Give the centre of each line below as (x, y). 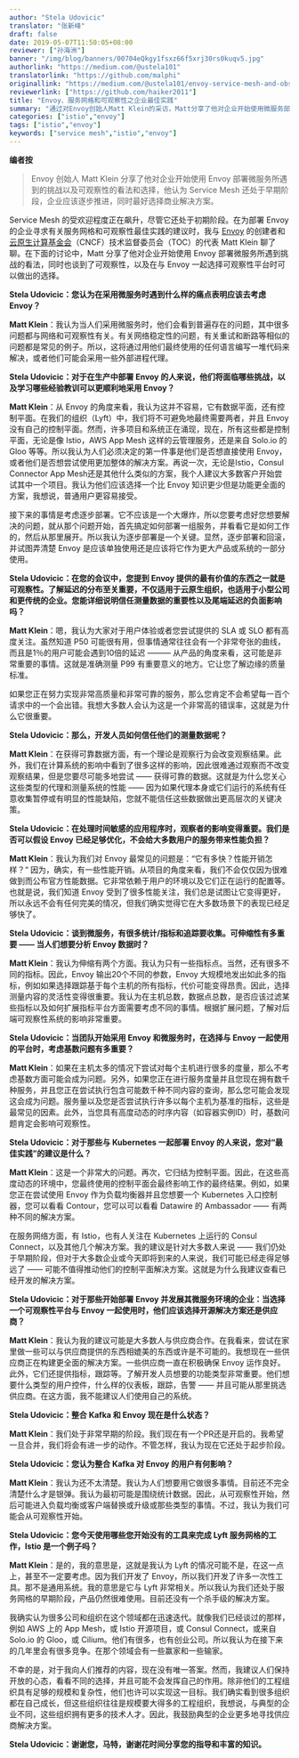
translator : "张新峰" (47, 26)
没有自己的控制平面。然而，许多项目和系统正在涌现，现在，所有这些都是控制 (149, 429)
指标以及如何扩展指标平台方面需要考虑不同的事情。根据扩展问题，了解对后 (153, 1008)
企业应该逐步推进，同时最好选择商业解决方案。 (133, 200)
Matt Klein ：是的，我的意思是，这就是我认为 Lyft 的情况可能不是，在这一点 (147, 1565)
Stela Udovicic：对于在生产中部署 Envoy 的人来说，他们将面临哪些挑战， (144, 377)
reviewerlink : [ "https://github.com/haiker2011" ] (103, 92)
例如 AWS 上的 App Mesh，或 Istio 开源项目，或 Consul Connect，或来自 (143, 1628)
